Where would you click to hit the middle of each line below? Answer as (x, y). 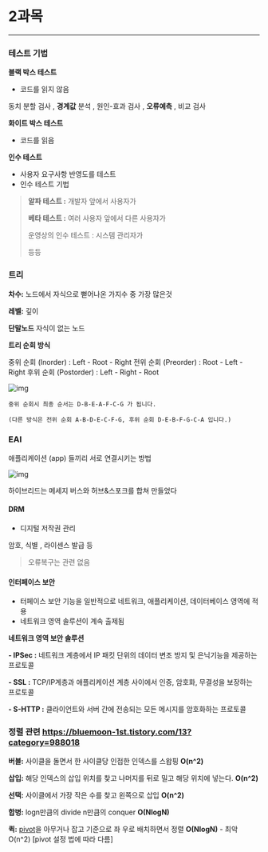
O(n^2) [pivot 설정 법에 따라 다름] (61, 839)
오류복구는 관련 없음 (59, 562)
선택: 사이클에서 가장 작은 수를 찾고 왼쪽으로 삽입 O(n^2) (97, 795)
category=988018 (44, 742)
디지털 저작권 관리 (47, 528)
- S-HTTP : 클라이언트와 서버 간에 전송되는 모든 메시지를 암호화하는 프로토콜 (127, 710)
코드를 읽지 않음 (44, 90)
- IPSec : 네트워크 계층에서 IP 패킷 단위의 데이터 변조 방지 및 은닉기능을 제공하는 (133, 655)
